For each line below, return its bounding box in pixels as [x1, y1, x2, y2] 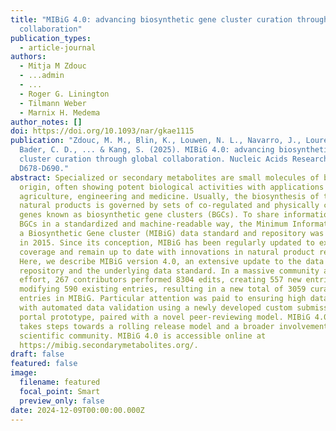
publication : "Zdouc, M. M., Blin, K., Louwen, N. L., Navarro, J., [10, 136, 302, 146]
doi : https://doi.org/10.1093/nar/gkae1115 [10, 126, 195, 136]
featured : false [10, 359, 78, 369]
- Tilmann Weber [19, 98, 87, 108]
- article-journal [19, 42, 97, 53]
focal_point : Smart [19, 386, 101, 396]
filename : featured [19, 377, 101, 387]
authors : [10, 52, 47, 62]
